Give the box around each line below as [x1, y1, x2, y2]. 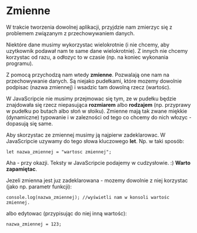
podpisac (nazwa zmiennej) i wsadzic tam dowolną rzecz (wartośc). [6, 83, 171, 90]
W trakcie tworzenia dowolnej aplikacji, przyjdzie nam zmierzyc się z [6, 23, 172, 31]
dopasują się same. [6, 120, 53, 127]
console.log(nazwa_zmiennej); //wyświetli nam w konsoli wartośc [6, 194, 169, 200]
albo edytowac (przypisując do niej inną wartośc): [6, 210, 128, 217]
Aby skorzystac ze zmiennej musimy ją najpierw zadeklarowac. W [6, 131, 166, 139]
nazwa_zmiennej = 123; [6, 221, 62, 227]
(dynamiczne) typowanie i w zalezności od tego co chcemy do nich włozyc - [6, 113, 192, 121]
